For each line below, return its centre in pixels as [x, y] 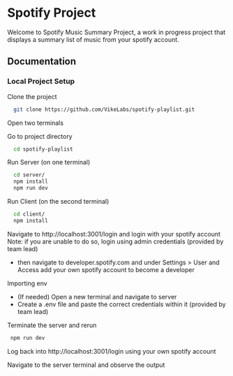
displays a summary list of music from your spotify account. [93, 39]
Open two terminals [36, 123]
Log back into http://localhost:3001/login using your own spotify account [112, 351]
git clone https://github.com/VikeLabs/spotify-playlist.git [104, 110]
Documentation [42, 62]
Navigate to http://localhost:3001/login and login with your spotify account [114, 234]
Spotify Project [52, 13]
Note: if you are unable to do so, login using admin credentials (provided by [115, 241]
